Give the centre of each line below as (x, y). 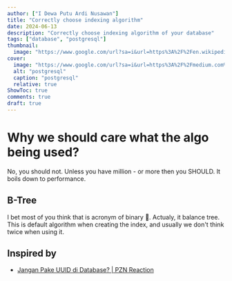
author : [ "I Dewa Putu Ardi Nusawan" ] (63, 13)
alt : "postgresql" (40, 71)
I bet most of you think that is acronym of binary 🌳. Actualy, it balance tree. (113, 217)
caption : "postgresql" (46, 78)
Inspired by (32, 254)
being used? (43, 152)
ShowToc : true (28, 90)
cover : (17, 59)
